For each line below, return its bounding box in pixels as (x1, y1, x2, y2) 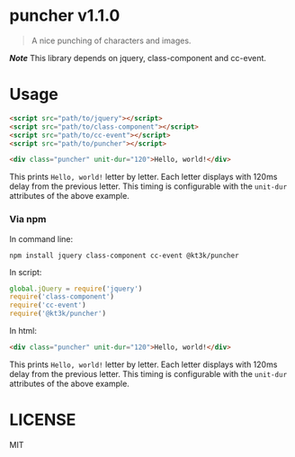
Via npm (9, 213, 47, 226)
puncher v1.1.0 (9, 5, 121, 26)
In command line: (9, 233, 74, 244)
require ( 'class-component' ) (9, 292, 115, 301)
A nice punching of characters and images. (31, 35, 192, 46)
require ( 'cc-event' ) (9, 300, 87, 310)
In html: (9, 326, 38, 336)
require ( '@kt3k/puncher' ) (9, 309, 106, 318)
